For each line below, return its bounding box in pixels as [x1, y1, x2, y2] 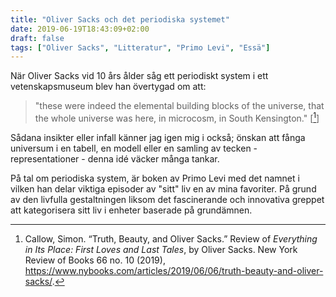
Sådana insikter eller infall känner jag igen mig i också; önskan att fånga [10, 131, 306, 143]
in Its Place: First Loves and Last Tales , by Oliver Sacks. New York [24, 243, 298, 255]
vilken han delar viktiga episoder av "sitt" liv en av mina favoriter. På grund [10, 182, 317, 195]
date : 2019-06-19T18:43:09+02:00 [10, 24, 150, 34]
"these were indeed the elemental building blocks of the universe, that [34, 100, 325, 112]
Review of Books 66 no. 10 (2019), [24, 254, 166, 266]
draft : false [10, 33, 65, 43]
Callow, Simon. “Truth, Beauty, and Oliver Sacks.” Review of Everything [24, 232, 318, 245]
